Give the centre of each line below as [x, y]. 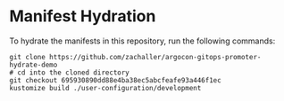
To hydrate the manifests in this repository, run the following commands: [142, 41]
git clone [28, 57]
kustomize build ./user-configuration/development [105, 88]
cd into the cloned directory [73, 73]
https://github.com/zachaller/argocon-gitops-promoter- [155, 57]
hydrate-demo [33, 65]
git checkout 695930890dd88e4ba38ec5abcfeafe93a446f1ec [115, 80]
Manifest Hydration [83, 16]
